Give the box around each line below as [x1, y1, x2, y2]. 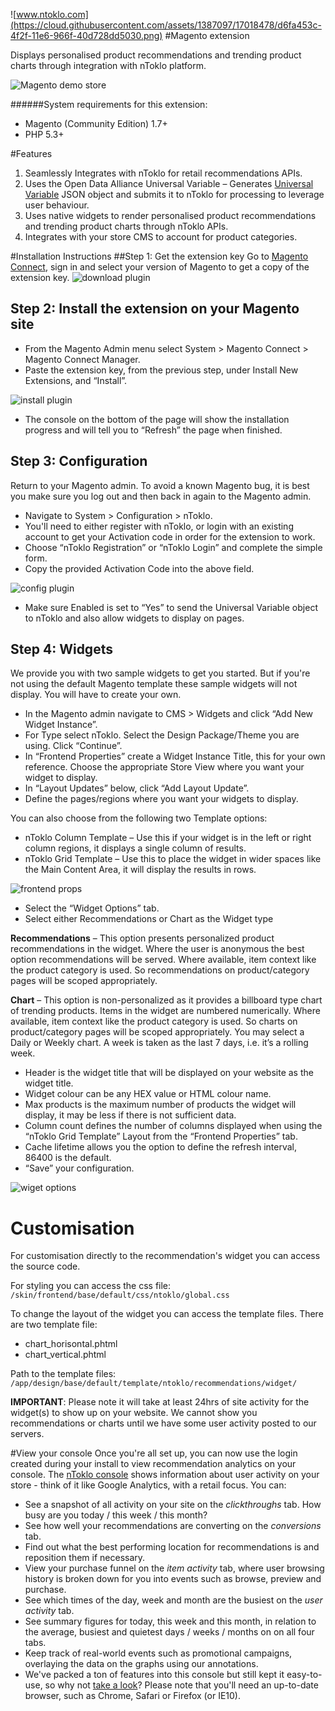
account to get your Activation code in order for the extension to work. [24, 530, 316, 543]
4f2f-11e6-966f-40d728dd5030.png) [10, 30, 163, 41]
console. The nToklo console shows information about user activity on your [10, 1469, 320, 1481]
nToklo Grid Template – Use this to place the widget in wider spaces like [24, 853, 322, 865]
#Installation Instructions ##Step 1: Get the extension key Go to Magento [10, 250, 309, 262]
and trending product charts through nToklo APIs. [24, 220, 229, 232]
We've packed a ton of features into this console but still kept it [24, 1669, 285, 1681]
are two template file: [10, 1319, 98, 1331]
